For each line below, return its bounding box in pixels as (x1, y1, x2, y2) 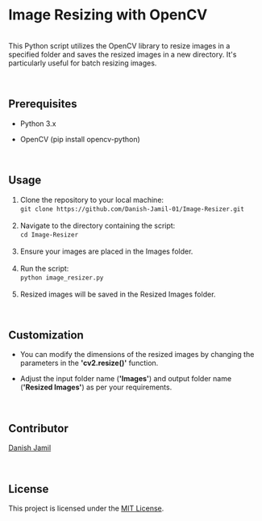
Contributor (8, 422, 69, 435)
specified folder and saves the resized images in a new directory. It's (8, 49, 237, 59)
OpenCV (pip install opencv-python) (19, 134, 141, 144)
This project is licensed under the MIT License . (8, 503, 164, 513)
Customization (8, 328, 85, 342)
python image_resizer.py (19, 273, 104, 282)
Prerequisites (8, 97, 77, 111)
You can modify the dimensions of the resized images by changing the (19, 350, 255, 359)
